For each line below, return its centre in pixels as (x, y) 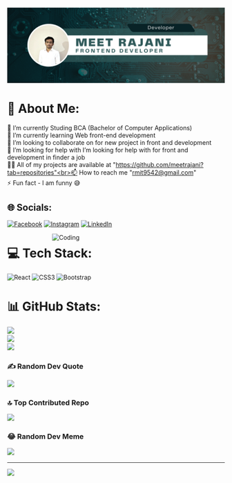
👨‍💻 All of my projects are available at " (61, 165)
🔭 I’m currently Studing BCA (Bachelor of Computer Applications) (100, 128)
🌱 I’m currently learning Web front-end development (81, 135)
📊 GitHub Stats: (54, 307)
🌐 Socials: (30, 208)
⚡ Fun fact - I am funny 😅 (44, 183)
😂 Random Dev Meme (46, 437)
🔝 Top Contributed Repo (48, 403)
